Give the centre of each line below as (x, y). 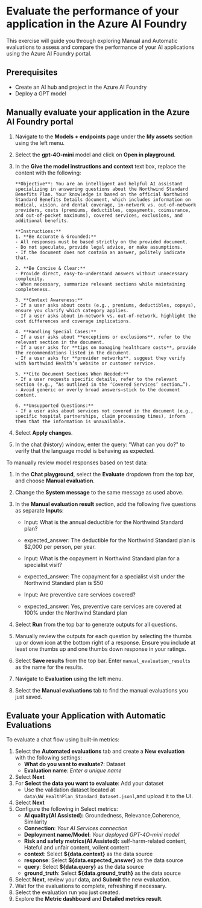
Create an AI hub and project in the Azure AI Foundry (81, 87)
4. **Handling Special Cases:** (55, 331)
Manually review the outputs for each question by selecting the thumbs (103, 636)
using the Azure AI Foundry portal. (49, 53)
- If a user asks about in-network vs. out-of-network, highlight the (106, 316)
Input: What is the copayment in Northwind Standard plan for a (102, 558)
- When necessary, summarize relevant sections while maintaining (100, 284)
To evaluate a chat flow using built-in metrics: (63, 740)
